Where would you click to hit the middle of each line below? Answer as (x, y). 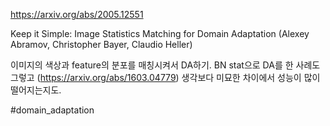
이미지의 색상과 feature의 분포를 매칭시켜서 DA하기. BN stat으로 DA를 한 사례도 (165, 65)
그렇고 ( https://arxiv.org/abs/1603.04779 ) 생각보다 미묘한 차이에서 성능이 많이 (165, 77)
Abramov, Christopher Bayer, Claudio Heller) (101, 44)
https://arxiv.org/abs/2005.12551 (77, 14)
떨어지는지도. (36, 90)
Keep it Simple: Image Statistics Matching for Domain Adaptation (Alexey (160, 33)
